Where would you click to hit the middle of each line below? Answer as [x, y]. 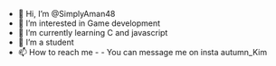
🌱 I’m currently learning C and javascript [93, 33]
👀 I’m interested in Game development [89, 23]
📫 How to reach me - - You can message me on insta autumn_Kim [143, 52]
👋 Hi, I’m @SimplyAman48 [67, 14]
